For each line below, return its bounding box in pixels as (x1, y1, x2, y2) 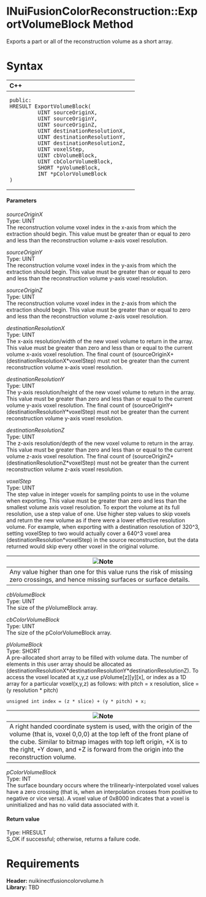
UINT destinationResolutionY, (37, 133, 126, 141)
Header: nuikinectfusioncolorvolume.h (6, 877, 104, 885)
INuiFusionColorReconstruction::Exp (6, 4, 198, 18)
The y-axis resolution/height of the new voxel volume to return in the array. (6, 388, 196, 396)
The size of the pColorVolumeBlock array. (6, 629, 112, 636)
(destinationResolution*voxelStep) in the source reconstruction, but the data (6, 536, 199, 544)
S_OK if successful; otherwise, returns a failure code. (6, 836, 141, 843)
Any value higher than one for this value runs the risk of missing (9, 568, 193, 576)
